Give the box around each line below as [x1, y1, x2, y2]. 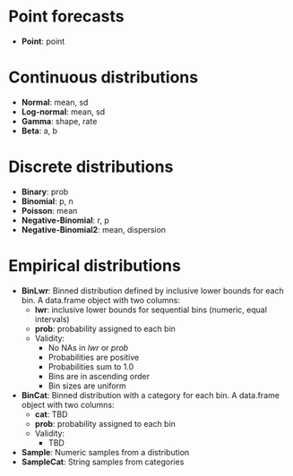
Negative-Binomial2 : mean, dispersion [21, 224, 167, 234]
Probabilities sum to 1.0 [47, 361, 134, 372]
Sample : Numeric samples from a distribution [21, 446, 190, 457]
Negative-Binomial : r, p [21, 215, 109, 225]
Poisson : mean [21, 205, 78, 216]
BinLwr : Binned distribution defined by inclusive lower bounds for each [21, 285, 284, 296]
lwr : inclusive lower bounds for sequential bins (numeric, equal [34, 304, 268, 315]
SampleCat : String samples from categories [21, 456, 185, 467]
